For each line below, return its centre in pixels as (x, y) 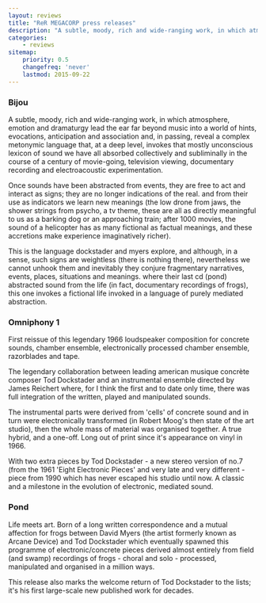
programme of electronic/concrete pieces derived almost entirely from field (131, 550)
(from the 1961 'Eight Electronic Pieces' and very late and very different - (127, 470)
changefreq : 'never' (56, 67)
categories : (28, 38)
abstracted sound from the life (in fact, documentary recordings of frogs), (128, 284)
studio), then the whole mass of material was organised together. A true (125, 429)
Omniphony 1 (34, 322)
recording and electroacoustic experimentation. (86, 170)
